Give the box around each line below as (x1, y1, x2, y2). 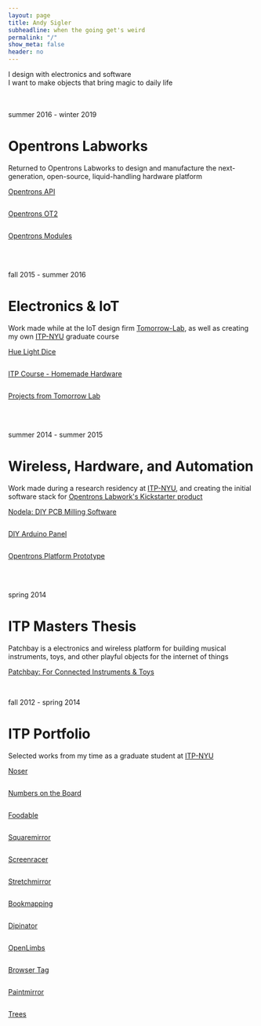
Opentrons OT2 (8, 209, 59, 218)
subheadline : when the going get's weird (8, 26, 146, 34)
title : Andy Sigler (8, 19, 72, 27)
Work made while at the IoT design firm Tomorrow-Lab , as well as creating (8, 323, 249, 332)
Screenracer (8, 854, 49, 864)
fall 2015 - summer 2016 (8, 269, 86, 279)
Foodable (8, 810, 39, 819)
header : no (8, 48, 44, 56)
